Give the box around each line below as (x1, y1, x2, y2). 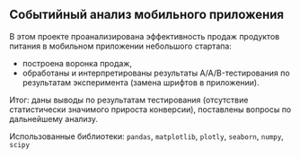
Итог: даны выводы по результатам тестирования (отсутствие (9, 94, 249, 105)
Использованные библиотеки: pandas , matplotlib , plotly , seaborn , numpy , (9, 130, 285, 142)
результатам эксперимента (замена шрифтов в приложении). (22, 76, 260, 88)
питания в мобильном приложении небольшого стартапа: (9, 40, 232, 51)
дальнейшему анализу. (9, 113, 99, 124)
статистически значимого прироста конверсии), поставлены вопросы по (9, 103, 292, 115)
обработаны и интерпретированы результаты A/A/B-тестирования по (22, 67, 290, 78)
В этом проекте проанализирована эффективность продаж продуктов (9, 31, 280, 41)
